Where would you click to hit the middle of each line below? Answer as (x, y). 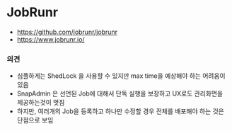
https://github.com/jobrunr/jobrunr (67, 32)
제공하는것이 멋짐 (41, 103)
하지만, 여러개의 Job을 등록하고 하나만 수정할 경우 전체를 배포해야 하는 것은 (120, 111)
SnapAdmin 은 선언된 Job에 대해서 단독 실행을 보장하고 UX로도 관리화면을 (120, 93)
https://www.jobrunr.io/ (51, 39)
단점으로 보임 (35, 120)
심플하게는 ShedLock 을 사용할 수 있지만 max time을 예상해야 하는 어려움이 (121, 76)
